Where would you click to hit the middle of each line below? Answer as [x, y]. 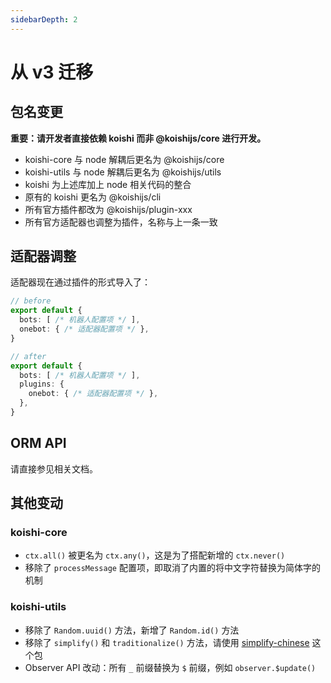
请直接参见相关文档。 [54, 468]
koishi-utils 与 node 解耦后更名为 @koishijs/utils [123, 172]
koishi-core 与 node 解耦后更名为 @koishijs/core [124, 159]
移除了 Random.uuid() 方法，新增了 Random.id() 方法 [132, 630]
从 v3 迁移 [52, 72]
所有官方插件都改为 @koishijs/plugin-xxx [108, 209]
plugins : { [42, 384]
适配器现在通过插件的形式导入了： [80, 282]
